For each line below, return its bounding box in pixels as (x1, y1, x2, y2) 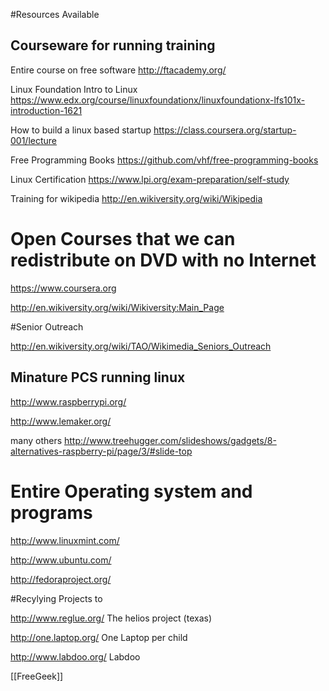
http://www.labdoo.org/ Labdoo (10, 650, 141, 663)
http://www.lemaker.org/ (10, 415, 112, 427)
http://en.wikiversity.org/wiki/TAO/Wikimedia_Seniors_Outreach (10, 340, 272, 352)
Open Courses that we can (10, 228, 236, 250)
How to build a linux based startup (10, 124, 152, 136)
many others (10, 434, 63, 446)
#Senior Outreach (10, 320, 84, 333)
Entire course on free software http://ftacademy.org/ (10, 64, 227, 76)
